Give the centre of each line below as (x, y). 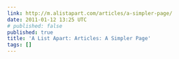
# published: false (35, 26)
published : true (30, 32)
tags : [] (19, 45)
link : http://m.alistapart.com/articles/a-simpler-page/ (90, 13)
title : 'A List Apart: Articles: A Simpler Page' (79, 39)
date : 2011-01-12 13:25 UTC (47, 20)
